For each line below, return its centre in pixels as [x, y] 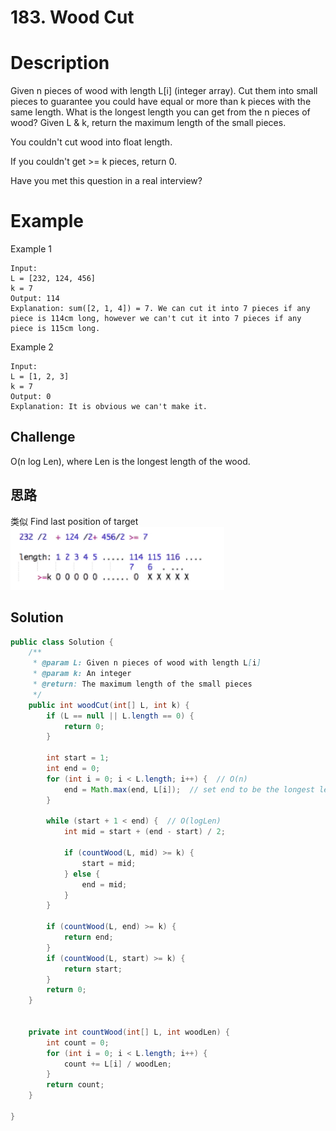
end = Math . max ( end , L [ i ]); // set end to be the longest [189, 789]
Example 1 [31, 249]
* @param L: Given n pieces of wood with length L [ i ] [147, 663]
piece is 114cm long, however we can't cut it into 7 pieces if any [156, 319]
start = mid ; [109, 863]
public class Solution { [62, 642]
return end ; [88, 937]
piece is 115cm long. [55, 329]
